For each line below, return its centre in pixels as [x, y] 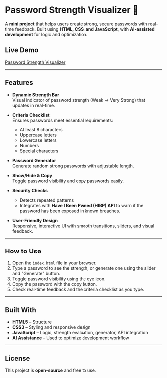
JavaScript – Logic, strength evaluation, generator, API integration [80, 333]
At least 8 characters [41, 129]
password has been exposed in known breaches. [70, 211]
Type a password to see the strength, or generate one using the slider [84, 268]
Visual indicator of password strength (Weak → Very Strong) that [79, 100]
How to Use [23, 251]
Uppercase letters [38, 135]
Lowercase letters [38, 140]
